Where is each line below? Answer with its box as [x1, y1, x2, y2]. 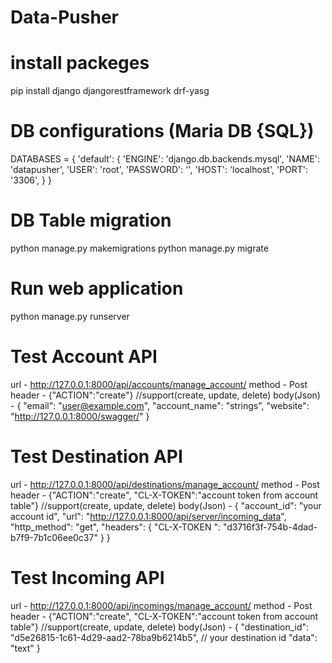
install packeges [10, 52, 150, 75]
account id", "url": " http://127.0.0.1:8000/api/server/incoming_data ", [10, 510, 287, 522]
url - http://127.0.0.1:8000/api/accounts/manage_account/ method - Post [10, 378, 308, 390]
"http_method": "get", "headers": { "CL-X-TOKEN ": [10, 521, 221, 533]
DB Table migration [10, 209, 172, 232]
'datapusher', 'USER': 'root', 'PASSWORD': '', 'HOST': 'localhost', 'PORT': [10, 164, 309, 176]
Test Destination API [10, 446, 183, 468]
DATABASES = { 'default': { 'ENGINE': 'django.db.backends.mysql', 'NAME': [10, 153, 321, 165]
